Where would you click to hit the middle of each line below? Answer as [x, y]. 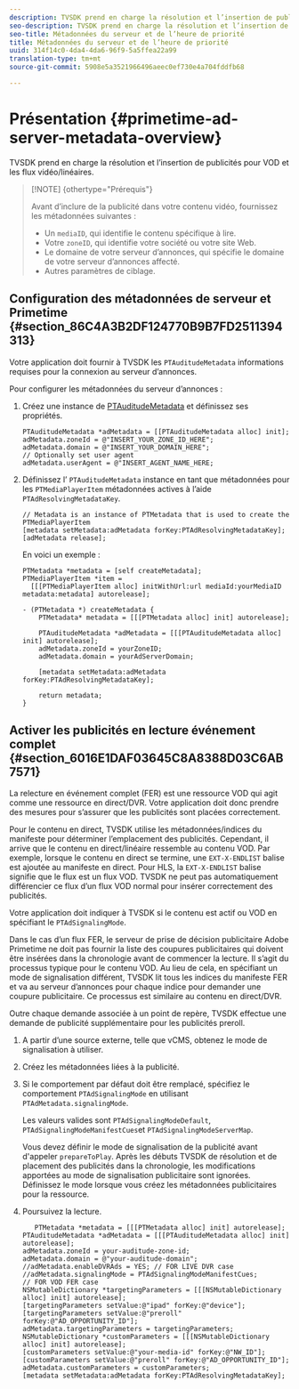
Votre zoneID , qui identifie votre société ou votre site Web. [150, 242]
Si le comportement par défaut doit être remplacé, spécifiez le [136, 1084]
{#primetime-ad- [174, 119]
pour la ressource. [56, 1194]
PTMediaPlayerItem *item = [72, 578]
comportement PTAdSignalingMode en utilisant [105, 1094]
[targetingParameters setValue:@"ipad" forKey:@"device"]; [134, 1306]
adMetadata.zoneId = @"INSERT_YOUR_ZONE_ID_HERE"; [118, 440]
